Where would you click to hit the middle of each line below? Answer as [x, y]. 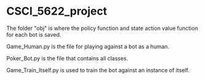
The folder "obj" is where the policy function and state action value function [102, 28]
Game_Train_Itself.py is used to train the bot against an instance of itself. [98, 70]
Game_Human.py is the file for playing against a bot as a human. [88, 46]
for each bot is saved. [34, 34]
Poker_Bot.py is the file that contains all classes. [67, 58]
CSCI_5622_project [57, 11]
